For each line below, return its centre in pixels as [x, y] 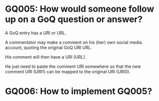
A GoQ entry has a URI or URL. [36, 33]
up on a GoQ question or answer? [74, 19]
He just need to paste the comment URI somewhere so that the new [73, 66]
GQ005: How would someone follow [80, 9]
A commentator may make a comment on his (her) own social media [74, 42]
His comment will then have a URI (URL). [46, 57]
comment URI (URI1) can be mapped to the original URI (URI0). [68, 71]
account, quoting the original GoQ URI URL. [49, 47]
